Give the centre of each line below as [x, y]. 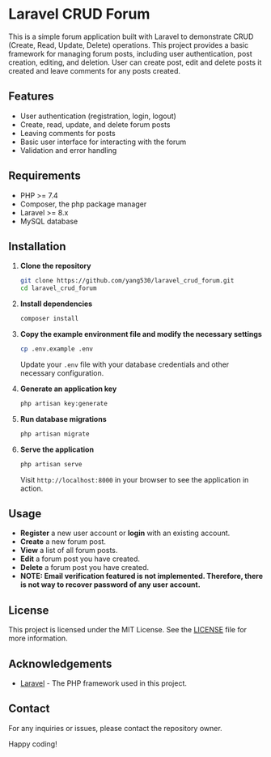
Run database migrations [63, 419]
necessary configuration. [62, 372]
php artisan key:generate [64, 403]
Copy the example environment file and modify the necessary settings [141, 334]
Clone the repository [55, 266]
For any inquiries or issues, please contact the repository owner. [115, 728]
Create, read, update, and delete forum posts [95, 124]
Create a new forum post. [63, 542]
